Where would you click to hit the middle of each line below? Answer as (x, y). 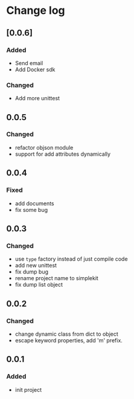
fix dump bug (32, 272)
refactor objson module (44, 147)
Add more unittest (37, 98)
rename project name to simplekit (56, 278)
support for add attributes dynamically (62, 154)
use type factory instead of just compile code (71, 259)
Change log (36, 11)
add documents (34, 203)
